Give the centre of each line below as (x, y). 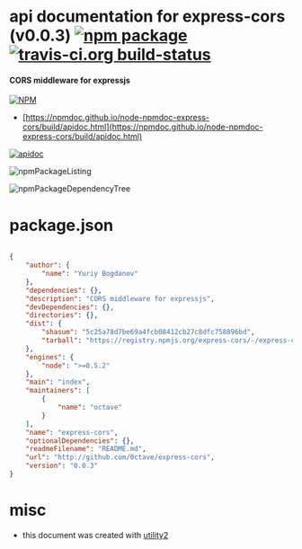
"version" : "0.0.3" (62, 466)
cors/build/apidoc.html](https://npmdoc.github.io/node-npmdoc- (142, 127)
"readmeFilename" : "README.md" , (86, 449)
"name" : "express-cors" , (72, 432)
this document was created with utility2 (95, 535)
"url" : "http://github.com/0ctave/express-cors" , (120, 457)
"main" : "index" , (58, 382)
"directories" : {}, (62, 315)
